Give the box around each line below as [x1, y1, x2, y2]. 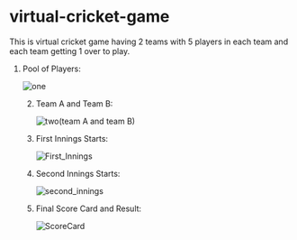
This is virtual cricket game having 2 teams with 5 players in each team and [9, 36, 289, 47]
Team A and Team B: [35, 97, 113, 109]
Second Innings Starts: [35, 168, 121, 179]
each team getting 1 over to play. [9, 45, 130, 56]
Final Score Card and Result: [35, 203, 142, 214]
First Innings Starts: [35, 133, 109, 143]
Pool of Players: [22, 63, 81, 74]
